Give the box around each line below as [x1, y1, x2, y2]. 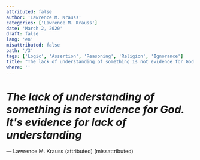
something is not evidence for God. [6, 103, 184, 116]
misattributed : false [6, 42, 60, 48]
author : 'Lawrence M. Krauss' [6, 14, 82, 20]
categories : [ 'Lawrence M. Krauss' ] [6, 20, 98, 26]
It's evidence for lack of [6, 115, 127, 129]
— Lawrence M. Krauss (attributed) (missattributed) [6, 147, 134, 155]
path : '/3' [6, 48, 34, 54]
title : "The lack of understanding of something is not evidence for [6, 59, 184, 64]
